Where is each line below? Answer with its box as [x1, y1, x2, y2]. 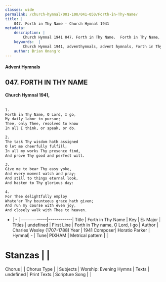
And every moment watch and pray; [5, 171, 77, 176]
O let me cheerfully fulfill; [5, 144, 68, 149]
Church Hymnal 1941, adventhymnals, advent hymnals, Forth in [23, 44, 154, 49]
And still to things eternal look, [5, 176, 79, 181]
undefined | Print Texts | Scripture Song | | [5, 272, 91, 278]
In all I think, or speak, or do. [5, 126, 77, 131]
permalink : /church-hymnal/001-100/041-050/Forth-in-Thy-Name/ [5, 12, 138, 17]
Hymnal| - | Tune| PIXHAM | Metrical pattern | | [12, 233, 108, 238]
